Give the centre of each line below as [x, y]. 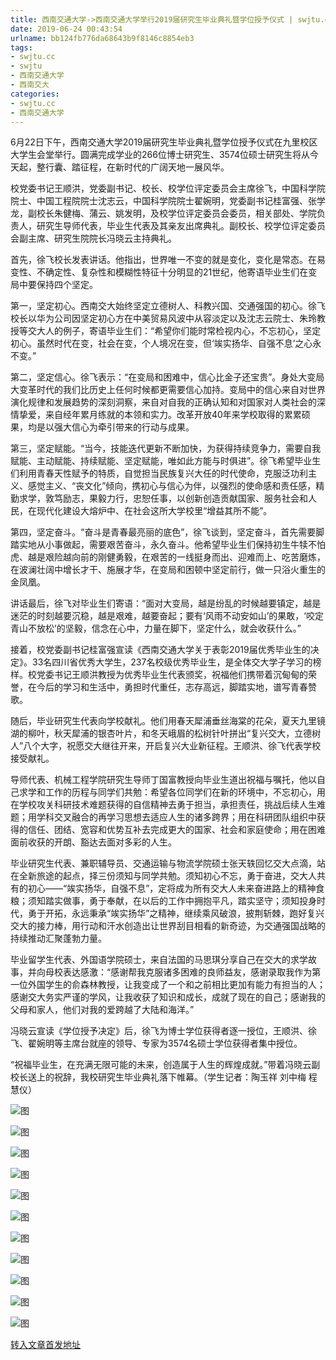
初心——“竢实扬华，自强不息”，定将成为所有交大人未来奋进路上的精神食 [176, 888]
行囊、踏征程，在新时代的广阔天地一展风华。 [137, 167]
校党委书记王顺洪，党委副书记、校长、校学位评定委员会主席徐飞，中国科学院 [168, 188]
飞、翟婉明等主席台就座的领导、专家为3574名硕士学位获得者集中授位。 [156, 1043]
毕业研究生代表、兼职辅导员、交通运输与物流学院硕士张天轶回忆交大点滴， [163, 863]
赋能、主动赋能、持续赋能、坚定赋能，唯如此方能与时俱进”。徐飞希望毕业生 [166, 461]
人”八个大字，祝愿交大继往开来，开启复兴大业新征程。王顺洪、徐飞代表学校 [166, 746]
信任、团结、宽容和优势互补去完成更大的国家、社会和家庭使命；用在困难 [176, 830]
